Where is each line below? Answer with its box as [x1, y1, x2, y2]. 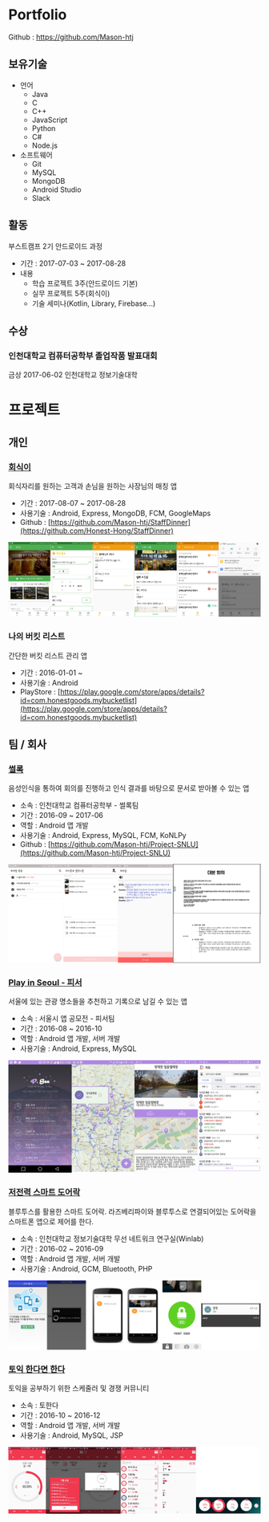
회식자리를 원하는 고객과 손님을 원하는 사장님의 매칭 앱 [8, 482, 178, 491]
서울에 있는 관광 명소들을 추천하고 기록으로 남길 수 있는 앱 [8, 997, 188, 1007]
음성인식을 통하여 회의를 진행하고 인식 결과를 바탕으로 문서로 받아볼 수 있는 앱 [8, 783, 250, 793]
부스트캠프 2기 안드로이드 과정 [8, 241, 102, 250]
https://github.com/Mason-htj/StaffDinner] [50, 518, 191, 527]
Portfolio [8, 6, 67, 24]
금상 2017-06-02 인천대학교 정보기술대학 [8, 370, 139, 380]
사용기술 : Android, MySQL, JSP [19, 1430, 124, 1440]
